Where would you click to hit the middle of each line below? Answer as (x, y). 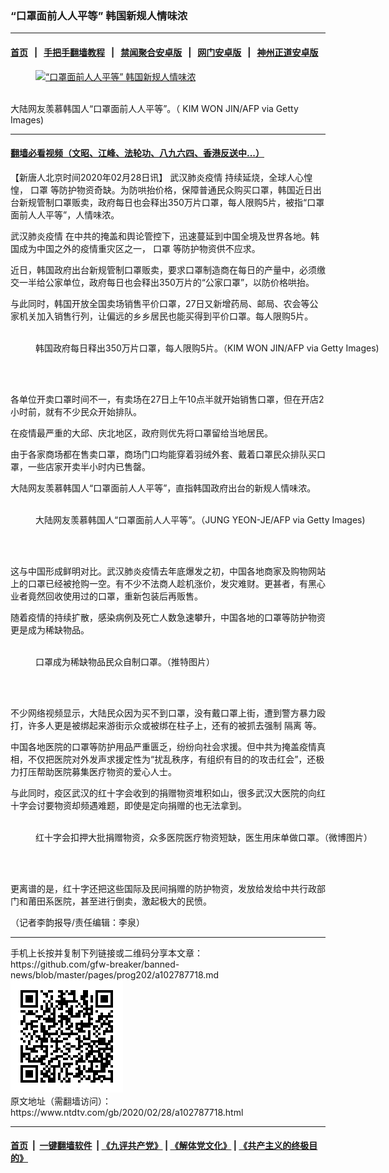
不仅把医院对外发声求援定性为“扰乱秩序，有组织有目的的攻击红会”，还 (172, 759)
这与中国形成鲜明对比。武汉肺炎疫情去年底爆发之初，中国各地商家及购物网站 (168, 571)
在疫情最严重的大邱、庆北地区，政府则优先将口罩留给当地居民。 (141, 433)
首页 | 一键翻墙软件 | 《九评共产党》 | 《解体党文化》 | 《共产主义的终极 (160, 1146)
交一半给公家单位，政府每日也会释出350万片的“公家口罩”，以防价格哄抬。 (162, 282)
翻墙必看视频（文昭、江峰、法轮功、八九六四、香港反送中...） (137, 153)
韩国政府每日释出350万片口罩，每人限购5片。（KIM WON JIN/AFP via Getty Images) (207, 348)
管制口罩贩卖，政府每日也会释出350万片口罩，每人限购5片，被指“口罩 (180, 202)
